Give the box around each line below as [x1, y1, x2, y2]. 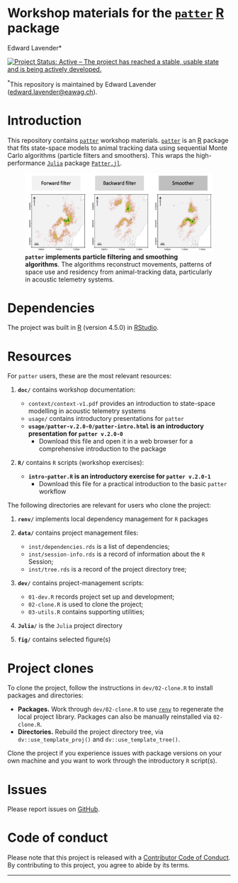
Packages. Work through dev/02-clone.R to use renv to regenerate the [17, 705, 225, 714]
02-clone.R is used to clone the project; [28, 600, 144, 609]
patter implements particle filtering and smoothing [25, 252, 178, 261]
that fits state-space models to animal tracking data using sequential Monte [7, 144, 228, 152]
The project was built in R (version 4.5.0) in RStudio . [7, 323, 159, 332]
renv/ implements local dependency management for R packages [17, 515, 209, 523]
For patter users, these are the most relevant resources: [7, 372, 172, 380]
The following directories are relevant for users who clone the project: [7, 501, 211, 510]
